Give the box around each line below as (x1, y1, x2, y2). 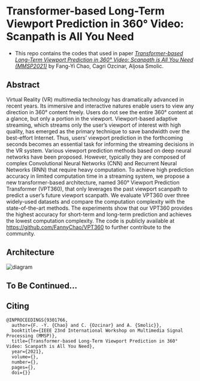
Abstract (6, 80, 40, 90)
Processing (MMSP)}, (6, 332, 58, 339)
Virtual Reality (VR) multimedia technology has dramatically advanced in (6, 96, 184, 103)
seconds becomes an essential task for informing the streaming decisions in (6, 140, 195, 148)
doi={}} (11, 370, 31, 376)
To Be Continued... (6, 281, 78, 291)
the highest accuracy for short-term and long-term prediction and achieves (6, 210, 192, 218)
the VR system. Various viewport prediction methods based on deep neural (6, 147, 192, 154)
